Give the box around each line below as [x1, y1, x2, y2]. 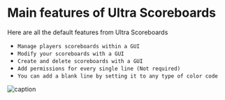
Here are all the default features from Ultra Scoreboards [7, 28, 168, 36]
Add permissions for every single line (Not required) [17, 65, 181, 72]
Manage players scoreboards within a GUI [17, 43, 140, 50]
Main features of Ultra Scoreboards [7, 5, 217, 21]
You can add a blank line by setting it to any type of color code [17, 72, 218, 80]
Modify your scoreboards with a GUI [17, 50, 124, 57]
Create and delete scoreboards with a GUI [17, 57, 143, 64]
